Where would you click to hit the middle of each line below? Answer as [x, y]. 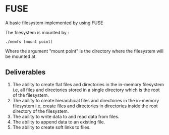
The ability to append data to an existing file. [59, 122]
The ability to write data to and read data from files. [66, 116]
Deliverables [25, 72]
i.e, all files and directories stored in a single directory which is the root [86, 90]
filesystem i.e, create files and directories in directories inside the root [85, 106]
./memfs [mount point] [29, 42]
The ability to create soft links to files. [51, 127]
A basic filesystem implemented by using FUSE [54, 23]
